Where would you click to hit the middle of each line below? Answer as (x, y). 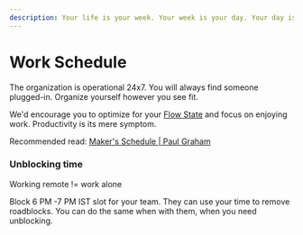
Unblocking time (46, 165)
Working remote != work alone (66, 184)
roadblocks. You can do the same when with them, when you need (133, 211)
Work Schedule (68, 62)
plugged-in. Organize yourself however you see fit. (104, 96)
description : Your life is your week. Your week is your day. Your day (147, 18)
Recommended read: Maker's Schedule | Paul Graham (110, 141)
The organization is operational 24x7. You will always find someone (134, 87)
